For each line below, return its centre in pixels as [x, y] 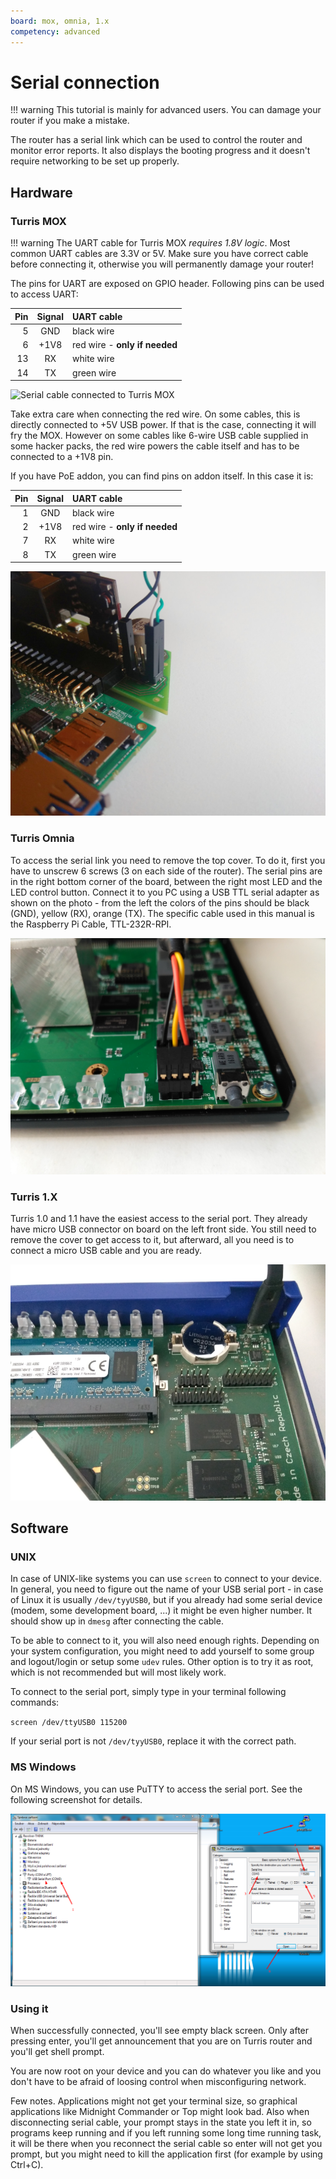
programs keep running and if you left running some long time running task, [166, 2133]
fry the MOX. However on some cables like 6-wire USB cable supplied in [159, 436]
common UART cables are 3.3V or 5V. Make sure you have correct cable [159, 254]
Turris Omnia [42, 838]
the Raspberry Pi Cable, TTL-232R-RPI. [91, 924]
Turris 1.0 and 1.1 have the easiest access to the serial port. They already [159, 1218]
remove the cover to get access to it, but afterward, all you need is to [152, 1239]
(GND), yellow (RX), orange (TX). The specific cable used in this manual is [163, 913]
